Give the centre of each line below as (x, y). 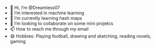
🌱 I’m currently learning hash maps (46, 18)
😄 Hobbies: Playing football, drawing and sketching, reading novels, (81, 36)
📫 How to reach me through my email (49, 29)
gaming (18, 41)
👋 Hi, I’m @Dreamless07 (35, 8)
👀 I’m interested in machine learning (47, 13)
